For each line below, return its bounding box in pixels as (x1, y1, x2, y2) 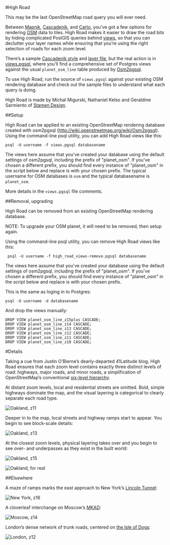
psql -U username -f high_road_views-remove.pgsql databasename (7, 254, 146, 259)
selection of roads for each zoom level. (5, 46, 87, 51)
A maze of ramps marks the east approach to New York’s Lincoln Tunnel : (5, 485, 157, 491)
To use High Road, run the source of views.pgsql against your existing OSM (5, 76, 163, 82)
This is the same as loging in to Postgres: (5, 289, 91, 294)
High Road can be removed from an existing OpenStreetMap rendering (5, 208, 153, 214)
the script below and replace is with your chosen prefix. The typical (5, 168, 146, 173)
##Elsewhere (5, 475, 33, 481)
